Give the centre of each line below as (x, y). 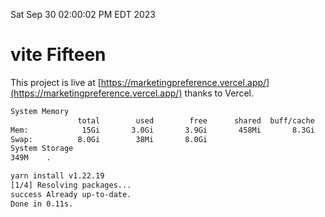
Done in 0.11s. (42, 204)
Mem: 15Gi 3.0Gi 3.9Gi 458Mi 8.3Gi (162, 130)
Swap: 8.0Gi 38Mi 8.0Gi (109, 139)
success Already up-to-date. (71, 194)
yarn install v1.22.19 (57, 176)
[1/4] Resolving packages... (71, 185)
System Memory (40, 111)
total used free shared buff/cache (196, 120)
